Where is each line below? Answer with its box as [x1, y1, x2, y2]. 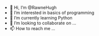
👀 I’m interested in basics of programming [9, 10, 95, 16]
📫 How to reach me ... [9, 26, 55, 31]
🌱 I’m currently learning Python [9, 15, 73, 20]
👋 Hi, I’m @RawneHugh [9, 5, 57, 10]
